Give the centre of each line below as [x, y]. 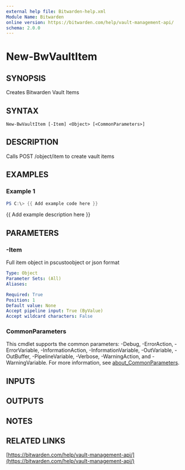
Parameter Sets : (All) [34, 279]
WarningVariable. [27, 363]
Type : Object [22, 273]
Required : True [25, 294]
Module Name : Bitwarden [35, 17]
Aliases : [17, 284]
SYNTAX [23, 111]
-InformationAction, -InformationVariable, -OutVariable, [107, 350]
